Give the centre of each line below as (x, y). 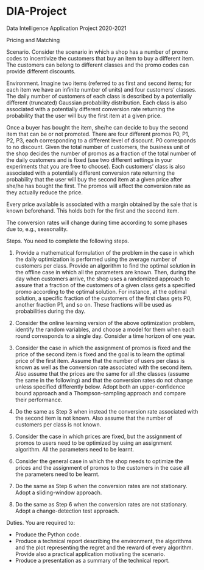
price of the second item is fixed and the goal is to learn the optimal (100, 354)
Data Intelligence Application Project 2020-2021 (66, 28)
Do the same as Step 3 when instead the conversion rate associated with (107, 411)
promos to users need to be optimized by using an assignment (93, 443)
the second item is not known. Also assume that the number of (93, 418)
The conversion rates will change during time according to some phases (97, 222)
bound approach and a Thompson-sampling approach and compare (100, 393)
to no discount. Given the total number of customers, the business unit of (98, 147)
